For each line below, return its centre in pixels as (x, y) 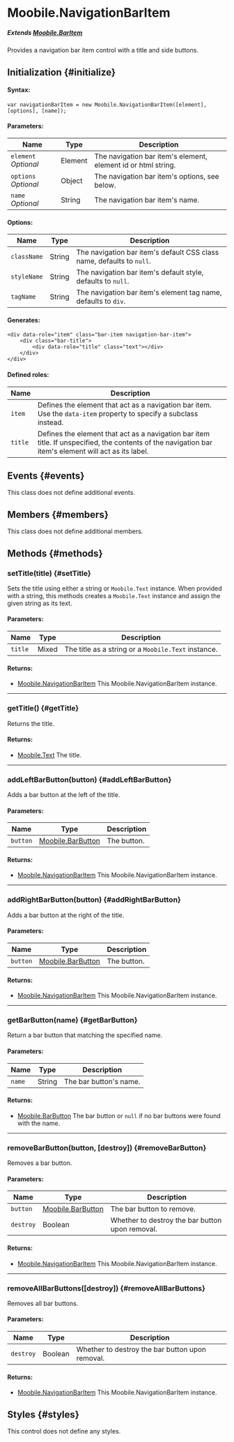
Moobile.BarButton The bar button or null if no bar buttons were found (119, 1115)
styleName (27, 277)
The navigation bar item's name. (147, 200)
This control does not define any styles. (64, 1432)
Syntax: (19, 90)
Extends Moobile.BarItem (45, 32)
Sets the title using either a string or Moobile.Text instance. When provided (115, 588)
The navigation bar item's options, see (156, 176)
